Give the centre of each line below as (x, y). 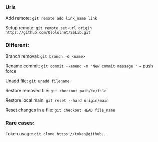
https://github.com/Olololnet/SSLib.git (48, 33)
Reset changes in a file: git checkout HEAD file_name (60, 110)
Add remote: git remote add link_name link (51, 18)
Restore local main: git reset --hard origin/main (57, 100)
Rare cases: (20, 123)
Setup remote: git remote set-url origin (48, 28)
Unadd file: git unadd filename (37, 81)
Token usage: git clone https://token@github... (57, 133)
